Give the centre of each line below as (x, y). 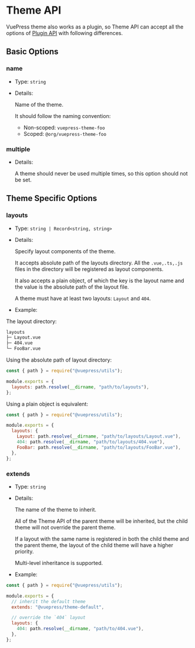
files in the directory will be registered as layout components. (89, 269)
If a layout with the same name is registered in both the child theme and (102, 539)
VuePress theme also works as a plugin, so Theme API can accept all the (95, 27)
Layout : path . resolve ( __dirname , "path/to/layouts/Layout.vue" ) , (99, 436)
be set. (23, 180)
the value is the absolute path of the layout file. (72, 287)
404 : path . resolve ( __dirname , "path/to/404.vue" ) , (80, 629)
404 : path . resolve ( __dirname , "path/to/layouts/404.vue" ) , (91, 442)
